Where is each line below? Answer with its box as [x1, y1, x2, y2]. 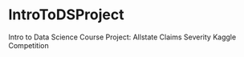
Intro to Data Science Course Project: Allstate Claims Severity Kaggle [8, 32, 237, 42]
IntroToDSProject [8, 6, 124, 24]
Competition [8, 40, 50, 50]
